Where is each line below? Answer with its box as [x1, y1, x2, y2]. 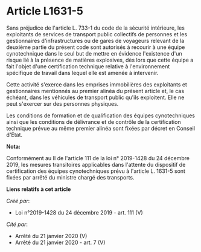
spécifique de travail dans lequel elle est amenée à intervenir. [6, 69, 159, 76]
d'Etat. [6, 131, 23, 138]
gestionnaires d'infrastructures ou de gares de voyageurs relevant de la [6, 37, 185, 44]
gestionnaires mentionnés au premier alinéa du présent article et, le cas [6, 87, 185, 94]
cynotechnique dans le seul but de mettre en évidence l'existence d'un [6, 50, 182, 57]
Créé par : [6, 197, 30, 204]
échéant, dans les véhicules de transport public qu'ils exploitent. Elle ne [6, 94, 185, 101]
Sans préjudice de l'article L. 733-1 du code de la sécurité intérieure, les [6, 24, 185, 31]
